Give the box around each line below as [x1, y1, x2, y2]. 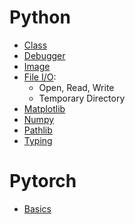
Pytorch [9, 170, 77, 193]
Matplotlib [23, 102, 66, 115]
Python [9, 6, 71, 29]
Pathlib [23, 124, 53, 136]
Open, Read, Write [38, 81, 115, 93]
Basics [23, 202, 52, 215]
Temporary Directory [38, 92, 126, 104]
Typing [23, 134, 53, 146]
